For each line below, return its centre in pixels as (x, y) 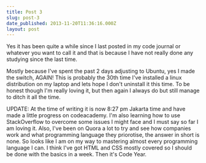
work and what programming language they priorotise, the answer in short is (103, 135)
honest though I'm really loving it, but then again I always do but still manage (103, 91)
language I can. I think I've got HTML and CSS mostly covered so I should (99, 148)
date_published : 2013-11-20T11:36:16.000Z (61, 23)
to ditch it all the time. (34, 97)
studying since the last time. (42, 59)
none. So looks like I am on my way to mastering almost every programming (102, 142)
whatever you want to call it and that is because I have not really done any (100, 53)
